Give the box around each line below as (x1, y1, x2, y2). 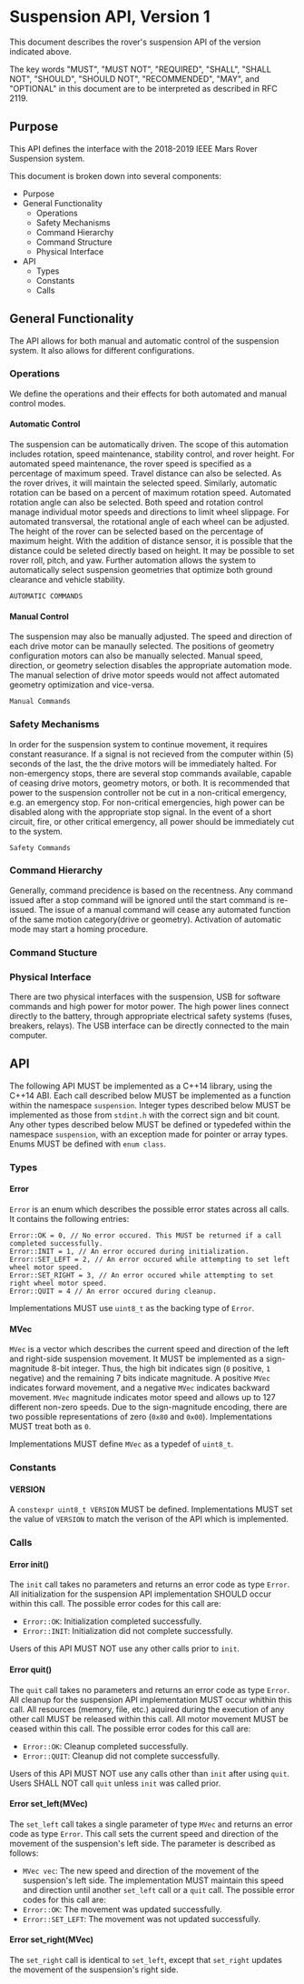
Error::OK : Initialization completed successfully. (22, 1616, 202, 1627)
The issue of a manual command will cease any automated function (38, 904, 291, 915)
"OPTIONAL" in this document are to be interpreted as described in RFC (9, 83, 279, 94)
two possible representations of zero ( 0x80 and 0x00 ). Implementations (9, 1411, 272, 1422)
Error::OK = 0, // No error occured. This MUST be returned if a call (9, 1231, 282, 1240)
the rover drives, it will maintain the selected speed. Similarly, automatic (9, 477, 278, 488)
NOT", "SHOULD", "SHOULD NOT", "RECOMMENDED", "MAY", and (9, 73, 260, 84)
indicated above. (9, 45, 73, 56)
